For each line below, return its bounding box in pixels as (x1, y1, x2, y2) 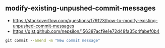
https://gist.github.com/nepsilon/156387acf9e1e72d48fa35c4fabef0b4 (12, 28, 160, 34)
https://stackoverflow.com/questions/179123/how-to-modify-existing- (12, 17, 158, 23)
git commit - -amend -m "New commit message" (5, 38, 100, 43)
